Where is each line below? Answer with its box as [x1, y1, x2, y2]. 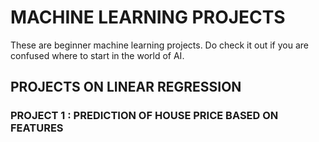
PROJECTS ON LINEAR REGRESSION [10, 79, 242, 96]
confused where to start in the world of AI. [10, 49, 185, 61]
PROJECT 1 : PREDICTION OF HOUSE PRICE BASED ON [10, 109, 279, 123]
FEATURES [10, 121, 64, 135]
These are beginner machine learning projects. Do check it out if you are [10, 39, 309, 51]
